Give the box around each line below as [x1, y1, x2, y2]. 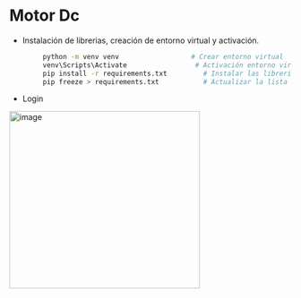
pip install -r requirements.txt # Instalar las [42, 69, 260, 78]
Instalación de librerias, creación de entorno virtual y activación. [21, 35, 260, 46]
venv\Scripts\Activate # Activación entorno [42, 60, 276, 70]
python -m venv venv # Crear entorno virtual [42, 52, 284, 61]
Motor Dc [9, 5, 81, 26]
